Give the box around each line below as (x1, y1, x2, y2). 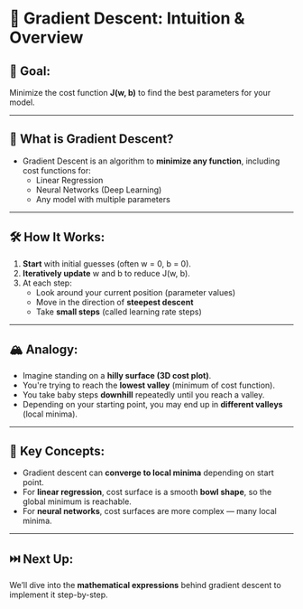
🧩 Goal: (9, 63, 51, 79)
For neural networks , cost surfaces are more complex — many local (22, 506, 277, 517)
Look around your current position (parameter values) (35, 286, 236, 297)
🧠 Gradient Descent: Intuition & (9, 8, 245, 29)
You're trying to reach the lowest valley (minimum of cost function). (22, 379, 275, 391)
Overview (9, 27, 84, 48)
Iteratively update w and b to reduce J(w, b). (22, 267, 191, 278)
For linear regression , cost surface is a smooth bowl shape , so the (22, 487, 272, 498)
